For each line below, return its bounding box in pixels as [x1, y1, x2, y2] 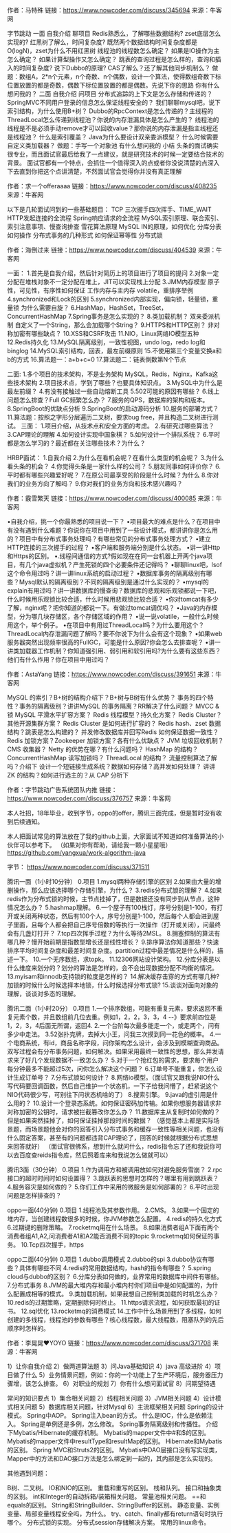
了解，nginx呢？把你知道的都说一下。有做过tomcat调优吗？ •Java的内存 [7, 604, 212, 612]
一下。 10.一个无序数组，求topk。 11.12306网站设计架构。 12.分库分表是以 [12, 955, 221, 963]
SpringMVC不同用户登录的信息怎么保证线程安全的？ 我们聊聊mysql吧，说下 [7, 99, 221, 106]
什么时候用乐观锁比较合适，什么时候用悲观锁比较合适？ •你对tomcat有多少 [7, 595, 219, 603]
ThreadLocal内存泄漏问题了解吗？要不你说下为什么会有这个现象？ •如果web [7, 630, 223, 637]
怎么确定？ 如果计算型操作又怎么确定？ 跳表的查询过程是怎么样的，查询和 [7, 55, 215, 63]
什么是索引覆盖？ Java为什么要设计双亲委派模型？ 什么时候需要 [38, 133, 219, 141]
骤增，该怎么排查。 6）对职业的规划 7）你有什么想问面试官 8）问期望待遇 [7, 1379, 217, 1387]
